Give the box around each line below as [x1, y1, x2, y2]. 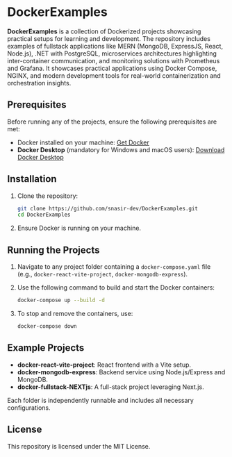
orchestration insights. [7, 78, 72, 87]
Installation [7, 173, 57, 185]
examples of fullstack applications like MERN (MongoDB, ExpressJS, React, [7, 42, 224, 50]
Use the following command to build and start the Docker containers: [17, 283, 215, 292]
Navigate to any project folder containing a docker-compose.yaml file [17, 263, 211, 271]
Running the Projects [7, 244, 100, 256]
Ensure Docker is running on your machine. [17, 224, 141, 233]
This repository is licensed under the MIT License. [7, 442, 151, 450]
